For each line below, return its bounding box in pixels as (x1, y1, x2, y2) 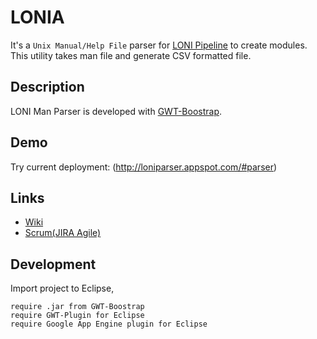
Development (10, 256, 97, 273)
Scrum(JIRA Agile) (24, 227, 102, 239)
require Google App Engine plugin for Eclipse (10, 319, 208, 330)
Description (10, 79, 85, 96)
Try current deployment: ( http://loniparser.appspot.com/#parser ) (10, 161, 278, 173)
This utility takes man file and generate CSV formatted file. (10, 49, 252, 61)
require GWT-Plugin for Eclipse (10, 311, 145, 321)
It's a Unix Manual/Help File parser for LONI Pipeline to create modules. (10, 39, 308, 51)
